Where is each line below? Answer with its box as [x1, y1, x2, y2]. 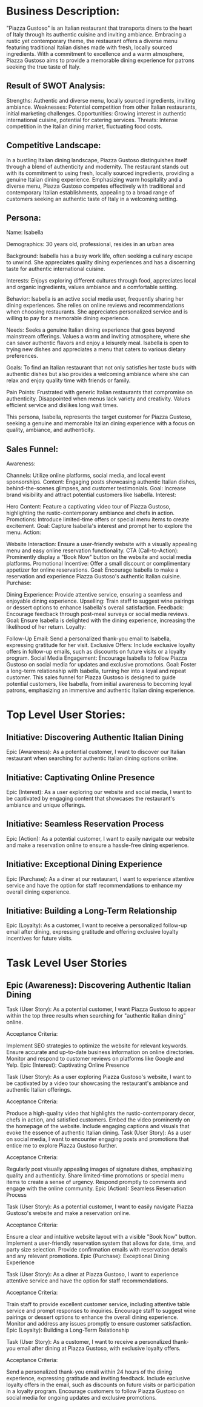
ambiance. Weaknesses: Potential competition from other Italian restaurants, [6, 103, 197, 111]
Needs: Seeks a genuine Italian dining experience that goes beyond [6, 326, 175, 334]
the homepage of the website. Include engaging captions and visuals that [6, 1123, 190, 1130]
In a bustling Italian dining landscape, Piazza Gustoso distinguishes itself [6, 156, 188, 163]
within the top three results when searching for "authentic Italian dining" [6, 1012, 186, 1019]
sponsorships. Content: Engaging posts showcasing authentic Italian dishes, [6, 478, 197, 485]
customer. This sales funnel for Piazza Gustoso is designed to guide [6, 674, 176, 681]
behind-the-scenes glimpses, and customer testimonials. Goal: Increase [6, 485, 187, 492]
